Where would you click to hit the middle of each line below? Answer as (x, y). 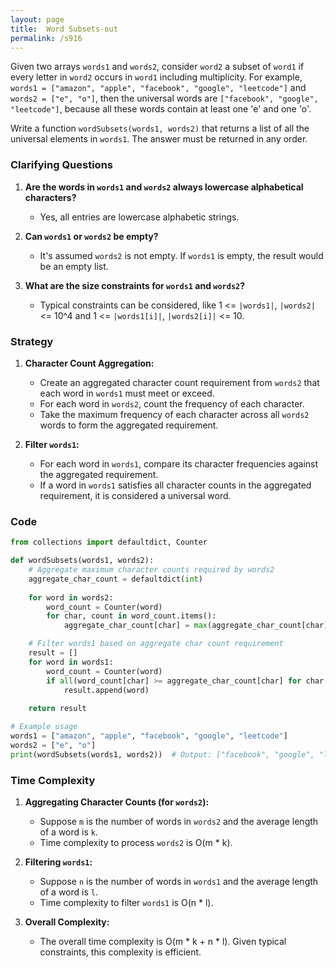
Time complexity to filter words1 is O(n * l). (126, 902)
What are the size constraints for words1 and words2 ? (135, 285)
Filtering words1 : (58, 862)
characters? (50, 197)
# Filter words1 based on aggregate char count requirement (156, 644)
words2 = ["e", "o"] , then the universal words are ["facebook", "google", (164, 98)
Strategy (32, 341)
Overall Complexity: (67, 922)
